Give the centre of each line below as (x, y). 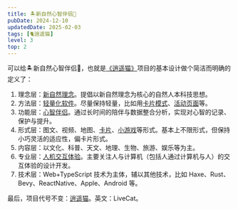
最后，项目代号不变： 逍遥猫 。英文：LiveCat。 (75, 198)
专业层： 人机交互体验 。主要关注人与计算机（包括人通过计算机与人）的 (121, 156)
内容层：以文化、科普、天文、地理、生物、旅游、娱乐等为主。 (108, 148)
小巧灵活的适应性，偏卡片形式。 (64, 139)
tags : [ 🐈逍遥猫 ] (30, 34)
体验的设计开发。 (49, 165)
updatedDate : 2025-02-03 (44, 27)
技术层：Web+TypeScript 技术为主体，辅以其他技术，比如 (102, 174)
